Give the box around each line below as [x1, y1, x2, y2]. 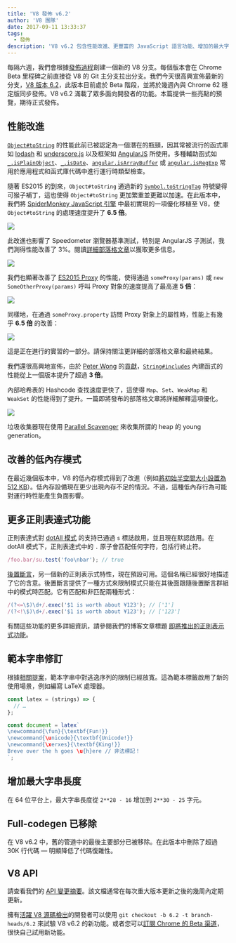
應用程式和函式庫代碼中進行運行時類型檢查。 [19, 166, 149, 176]
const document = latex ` [7, 721, 80, 729]
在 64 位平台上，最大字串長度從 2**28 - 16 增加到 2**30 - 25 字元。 [7, 795, 206, 804]
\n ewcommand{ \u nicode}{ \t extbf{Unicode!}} [7, 734, 133, 741]
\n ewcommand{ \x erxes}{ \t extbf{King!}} [7, 741, 121, 749]
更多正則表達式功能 [7, 514, 91, 526]
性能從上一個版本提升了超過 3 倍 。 [7, 370, 107, 379]
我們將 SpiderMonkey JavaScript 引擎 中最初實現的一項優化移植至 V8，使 [7, 199, 220, 208]
